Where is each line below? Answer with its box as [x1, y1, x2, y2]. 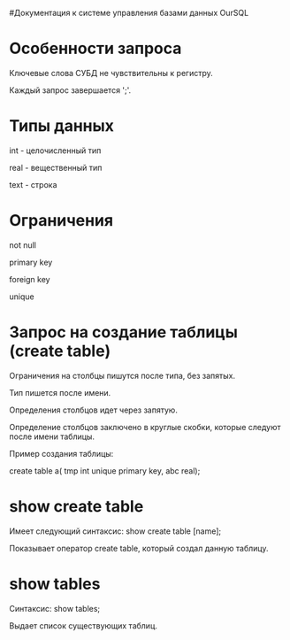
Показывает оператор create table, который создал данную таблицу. [9, 543, 269, 553]
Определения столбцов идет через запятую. [9, 405, 179, 415]
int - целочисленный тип [9, 145, 102, 156]
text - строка [9, 179, 57, 189]
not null [9, 239, 37, 251]
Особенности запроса [9, 39, 182, 58]
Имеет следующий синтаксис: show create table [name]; [9, 526, 222, 536]
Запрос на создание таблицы [9, 322, 239, 342]
